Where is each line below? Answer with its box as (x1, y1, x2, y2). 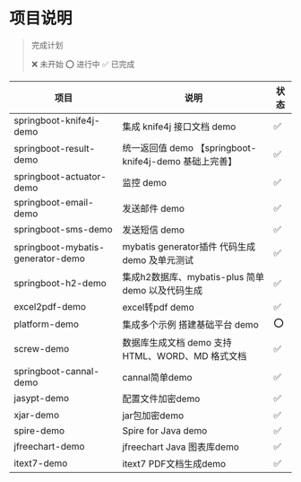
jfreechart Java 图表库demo (122, 441, 240, 453)
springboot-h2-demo (13, 276, 107, 289)
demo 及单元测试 (122, 253, 194, 266)
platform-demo (13, 318, 79, 330)
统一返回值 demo (122, 141, 194, 153)
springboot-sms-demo (13, 223, 114, 235)
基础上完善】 (183, 154, 237, 167)
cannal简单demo (122, 371, 193, 383)
